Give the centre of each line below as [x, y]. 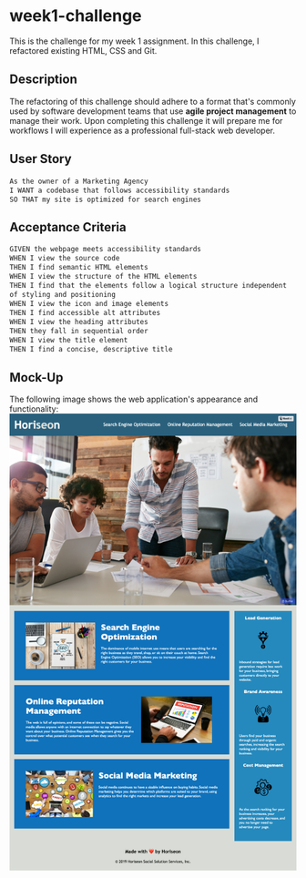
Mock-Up [36, 378]
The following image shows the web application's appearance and [134, 399]
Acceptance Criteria [68, 227]
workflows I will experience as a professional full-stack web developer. [143, 130]
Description [43, 80]
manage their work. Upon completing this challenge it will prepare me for [146, 120]
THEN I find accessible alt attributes [85, 313]
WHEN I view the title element [69, 341]
